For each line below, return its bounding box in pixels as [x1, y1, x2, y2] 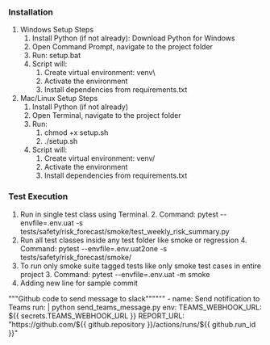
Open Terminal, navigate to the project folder [31, 111, 181, 120]
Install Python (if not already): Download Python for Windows [31, 33, 235, 43]
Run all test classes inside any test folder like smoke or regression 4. [19, 235, 247, 245]
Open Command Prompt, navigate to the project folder [31, 42, 214, 52]
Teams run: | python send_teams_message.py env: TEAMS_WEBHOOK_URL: [8, 302, 262, 312]
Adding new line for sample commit [19, 278, 139, 288]
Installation [8, 6, 54, 18]
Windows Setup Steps [19, 25, 94, 35]
